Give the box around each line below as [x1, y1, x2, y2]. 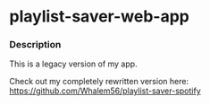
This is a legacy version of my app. [9, 58, 138, 69]
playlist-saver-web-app [9, 6, 189, 27]
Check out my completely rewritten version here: [9, 76, 189, 87]
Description [9, 39, 62, 51]
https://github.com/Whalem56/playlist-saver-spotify [9, 85, 201, 96]
